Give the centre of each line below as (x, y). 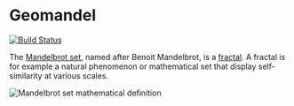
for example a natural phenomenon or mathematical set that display (133, 66)
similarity (26, 75)
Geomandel (53, 15)
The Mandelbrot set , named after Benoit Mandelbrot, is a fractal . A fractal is (147, 57)
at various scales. (76, 75)
